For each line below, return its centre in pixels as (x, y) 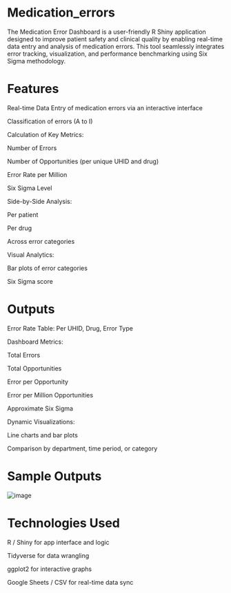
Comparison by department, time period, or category (82, 448)
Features (33, 89)
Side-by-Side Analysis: (40, 201)
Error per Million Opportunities (50, 395)
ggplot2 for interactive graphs (49, 569)
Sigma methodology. (37, 61)
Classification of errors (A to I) (50, 121)
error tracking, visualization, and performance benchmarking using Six (108, 54)
